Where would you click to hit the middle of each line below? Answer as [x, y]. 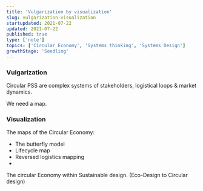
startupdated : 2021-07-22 [39, 23]
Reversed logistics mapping [50, 157]
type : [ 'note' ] [25, 40]
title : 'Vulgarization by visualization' [59, 12]
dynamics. [19, 92]
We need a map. [27, 104]
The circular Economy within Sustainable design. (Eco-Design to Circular [97, 175]
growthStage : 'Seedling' [38, 51]
